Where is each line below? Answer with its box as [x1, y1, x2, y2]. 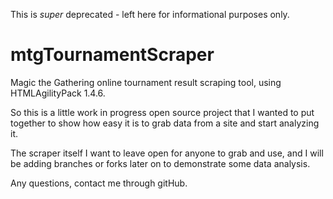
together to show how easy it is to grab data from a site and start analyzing [10, 117, 320, 129]
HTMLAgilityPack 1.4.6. [10, 87, 106, 99]
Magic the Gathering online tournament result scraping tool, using [10, 76, 282, 88]
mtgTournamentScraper [10, 44, 215, 66]
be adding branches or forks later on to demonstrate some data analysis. [10, 157, 311, 169]
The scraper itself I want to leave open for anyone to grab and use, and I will [10, 147, 324, 159]
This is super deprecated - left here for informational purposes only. [10, 9, 290, 20]
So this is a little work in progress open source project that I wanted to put [10, 106, 315, 118]
